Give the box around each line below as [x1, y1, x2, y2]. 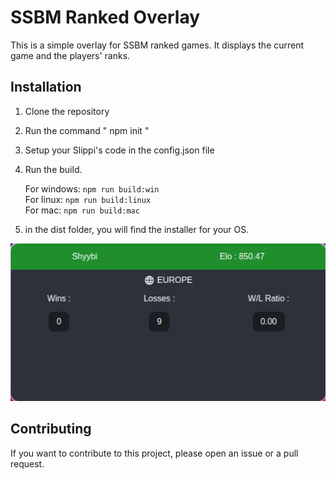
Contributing [10, 421, 92, 438]
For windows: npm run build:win [24, 182, 160, 195]
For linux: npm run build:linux [24, 193, 152, 205]
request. [10, 457, 45, 470]
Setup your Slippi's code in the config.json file [24, 144, 215, 156]
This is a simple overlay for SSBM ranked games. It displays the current [10, 39, 305, 51]
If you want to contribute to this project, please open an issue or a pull [10, 447, 299, 459]
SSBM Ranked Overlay [10, 6, 201, 29]
